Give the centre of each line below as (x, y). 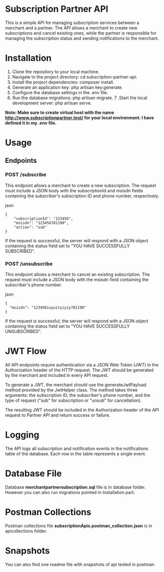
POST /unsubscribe (29, 263)
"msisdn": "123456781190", (41, 223)
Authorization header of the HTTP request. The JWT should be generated (80, 370)
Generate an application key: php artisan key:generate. (68, 87)
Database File (34, 474)
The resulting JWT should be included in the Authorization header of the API (82, 410)
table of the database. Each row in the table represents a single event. (76, 454)
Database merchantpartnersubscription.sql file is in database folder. (75, 487)
